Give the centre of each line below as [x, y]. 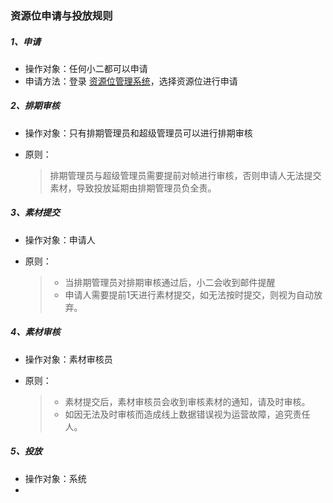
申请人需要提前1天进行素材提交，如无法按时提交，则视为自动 [189, 294]
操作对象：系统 [55, 478]
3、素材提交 [35, 213]
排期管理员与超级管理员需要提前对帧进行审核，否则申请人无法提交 [185, 175]
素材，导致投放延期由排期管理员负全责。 [133, 188]
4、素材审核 [35, 332]
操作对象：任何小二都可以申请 [86, 68]
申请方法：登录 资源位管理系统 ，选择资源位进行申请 [131, 81]
